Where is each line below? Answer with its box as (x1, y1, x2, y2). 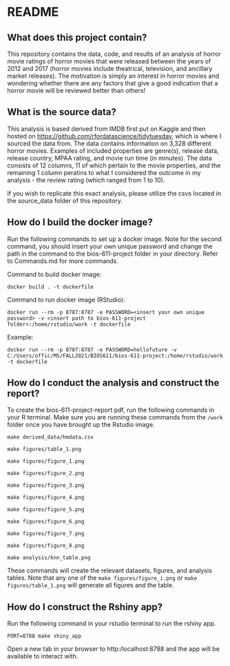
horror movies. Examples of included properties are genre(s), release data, (7, 146, 219, 155)
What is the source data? (7, 106, 117, 118)
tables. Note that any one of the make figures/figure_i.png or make (7, 574, 198, 582)
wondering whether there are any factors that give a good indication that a (7, 79, 218, 87)
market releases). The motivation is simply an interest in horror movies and (7, 72, 219, 80)
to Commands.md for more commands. (7, 256, 119, 265)
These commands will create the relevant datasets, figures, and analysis (7, 566, 212, 575)
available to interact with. (7, 652, 79, 660)
